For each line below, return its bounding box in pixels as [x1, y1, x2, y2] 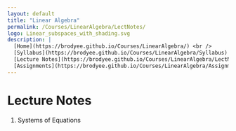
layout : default [7, 10, 55, 18]
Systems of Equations [17, 116, 81, 124]
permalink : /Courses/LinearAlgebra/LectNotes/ [7, 23, 146, 30]
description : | [7, 36, 52, 43]
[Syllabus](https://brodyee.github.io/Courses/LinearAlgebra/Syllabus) [13, 50, 228, 57]
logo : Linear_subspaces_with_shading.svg [7, 29, 131, 37]
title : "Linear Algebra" [7, 17, 80, 24]
